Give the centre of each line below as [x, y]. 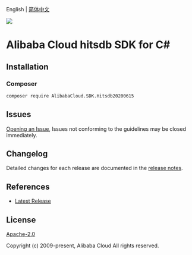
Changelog [27, 154]
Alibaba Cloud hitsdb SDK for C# [88, 45]
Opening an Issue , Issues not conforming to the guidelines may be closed [96, 129]
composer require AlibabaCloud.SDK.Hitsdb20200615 [70, 96]
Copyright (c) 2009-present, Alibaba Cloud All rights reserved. [83, 245]
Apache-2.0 [21, 234]
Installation [27, 67]
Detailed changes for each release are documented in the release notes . [95, 168]
